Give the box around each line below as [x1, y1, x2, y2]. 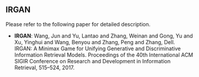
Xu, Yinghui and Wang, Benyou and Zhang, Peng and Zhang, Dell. [14, 38, 175, 45]
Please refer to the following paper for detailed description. [5, 20, 151, 27]
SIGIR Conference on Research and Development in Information [14, 57, 171, 64]
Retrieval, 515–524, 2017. [14, 64, 75, 71]
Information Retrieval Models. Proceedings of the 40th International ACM [14, 51, 194, 58]
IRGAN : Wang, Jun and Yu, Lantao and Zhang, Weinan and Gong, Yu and [14, 32, 193, 39]
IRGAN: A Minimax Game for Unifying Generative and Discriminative [14, 45, 181, 52]
